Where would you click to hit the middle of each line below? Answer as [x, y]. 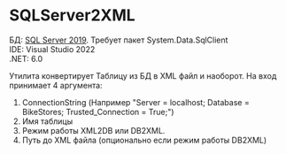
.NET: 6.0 [26, 58]
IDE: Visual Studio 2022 [52, 49]
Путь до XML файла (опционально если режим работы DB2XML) [144, 140]
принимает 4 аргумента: [56, 85]
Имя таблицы [47, 121]
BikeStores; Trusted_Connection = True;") [98, 112]
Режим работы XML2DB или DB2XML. [93, 130]
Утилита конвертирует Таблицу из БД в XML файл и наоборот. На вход [143, 75]
